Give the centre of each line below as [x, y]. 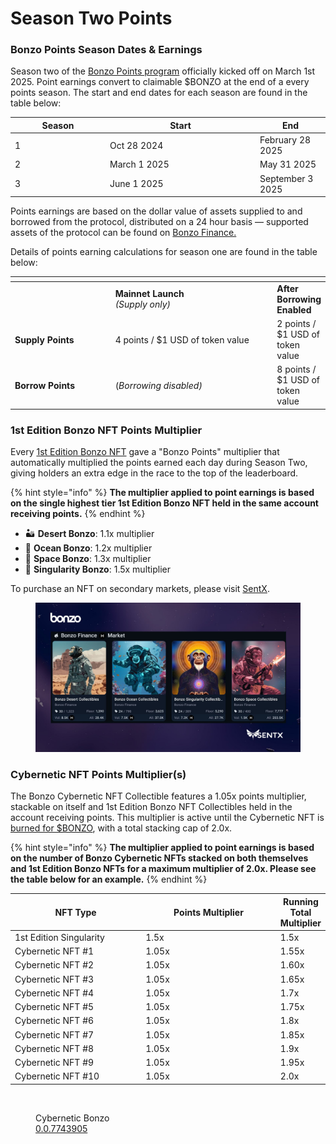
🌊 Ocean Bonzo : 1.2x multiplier [88, 548]
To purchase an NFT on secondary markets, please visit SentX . [140, 589]
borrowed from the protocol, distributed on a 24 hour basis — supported [159, 222]
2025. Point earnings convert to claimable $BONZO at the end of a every [160, 82]
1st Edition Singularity [59, 937]
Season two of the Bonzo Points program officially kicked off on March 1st [163, 71]
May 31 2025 [288, 164]
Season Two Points [91, 18]
